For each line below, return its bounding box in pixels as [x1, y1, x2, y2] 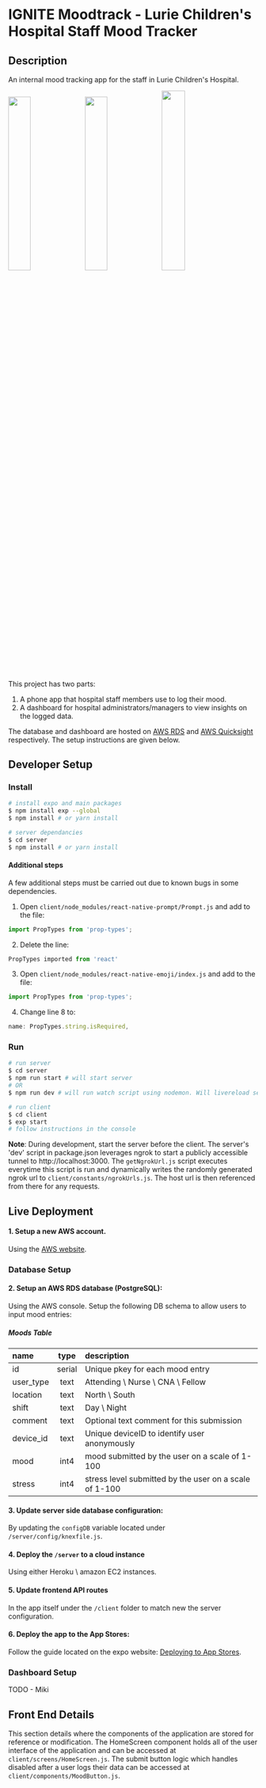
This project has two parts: [8, 679, 96, 688]
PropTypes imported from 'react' [8, 955, 119, 963]
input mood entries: [8, 1310, 72, 1319]
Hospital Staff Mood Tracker [8, 22, 198, 40]
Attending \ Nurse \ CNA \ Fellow [84, 1376, 207, 1387]
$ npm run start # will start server [8, 1075, 133, 1082]
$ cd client [8, 1110, 47, 1118]
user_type [12, 1376, 50, 1387]
